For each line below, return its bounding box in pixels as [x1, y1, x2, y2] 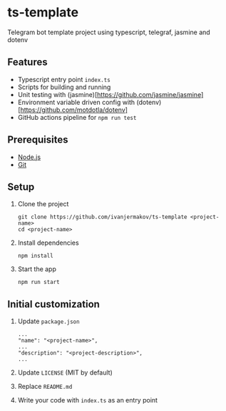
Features [7, 56, 48, 68]
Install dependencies [17, 238, 80, 247]
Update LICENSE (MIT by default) [17, 368, 113, 377]
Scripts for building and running [17, 83, 111, 91]
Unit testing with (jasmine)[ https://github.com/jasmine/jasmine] [17, 90, 204, 98]
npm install [17, 253, 53, 260]
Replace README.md [17, 382, 73, 391]
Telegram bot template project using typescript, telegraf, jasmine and [7, 28, 210, 36]
